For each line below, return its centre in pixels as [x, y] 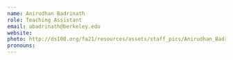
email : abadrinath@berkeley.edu [54, 26]
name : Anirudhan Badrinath [46, 13]
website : [20, 33]
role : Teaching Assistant [44, 20]
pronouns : [21, 46]
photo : [17, 39]
